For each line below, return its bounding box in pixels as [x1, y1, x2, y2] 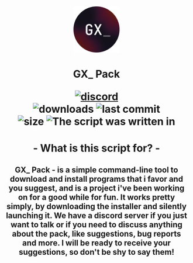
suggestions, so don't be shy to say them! [18, 247, 175, 257]
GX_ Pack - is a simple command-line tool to [15, 165, 178, 175]
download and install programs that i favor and [9, 174, 184, 184]
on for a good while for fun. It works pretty [18, 192, 175, 202]
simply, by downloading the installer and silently [6, 201, 187, 211]
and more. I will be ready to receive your [22, 238, 171, 248]
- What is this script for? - [33, 141, 160, 155]
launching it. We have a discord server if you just [6, 210, 187, 220]
